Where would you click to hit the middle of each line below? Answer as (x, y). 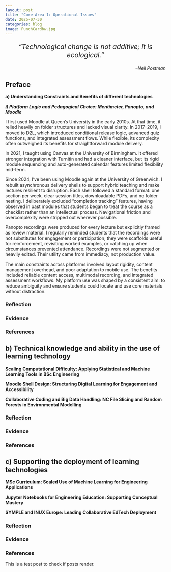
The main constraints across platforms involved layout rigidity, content (79, 264)
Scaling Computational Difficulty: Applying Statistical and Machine (78, 369)
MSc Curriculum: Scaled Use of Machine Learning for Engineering (76, 482)
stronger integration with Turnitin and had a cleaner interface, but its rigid (82, 159)
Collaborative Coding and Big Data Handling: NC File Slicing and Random (83, 399)
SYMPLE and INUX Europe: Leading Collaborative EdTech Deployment (81, 512)
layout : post (19, 10)
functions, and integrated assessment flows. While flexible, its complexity (82, 138)
